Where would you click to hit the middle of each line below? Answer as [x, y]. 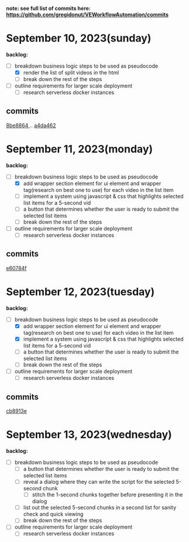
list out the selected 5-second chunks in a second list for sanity [100, 507]
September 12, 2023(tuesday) [80, 292]
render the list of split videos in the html [71, 72]
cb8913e [17, 411]
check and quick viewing [53, 514]
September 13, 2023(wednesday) [89, 435]
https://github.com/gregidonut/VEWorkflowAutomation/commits [87, 14]
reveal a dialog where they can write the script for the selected [99, 482]
